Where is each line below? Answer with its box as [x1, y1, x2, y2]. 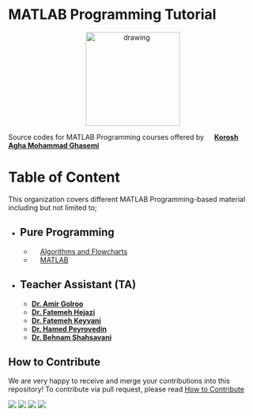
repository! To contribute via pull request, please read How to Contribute [8, 384, 245, 394]
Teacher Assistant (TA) [19, 278, 137, 291]
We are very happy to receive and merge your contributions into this [8, 377, 231, 386]
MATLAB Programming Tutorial [8, 6, 217, 24]
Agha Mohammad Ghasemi [8, 141, 100, 150]
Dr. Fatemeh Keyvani [31, 316, 101, 325]
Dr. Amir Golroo [31, 298, 84, 309]
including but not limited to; [8, 203, 97, 212]
